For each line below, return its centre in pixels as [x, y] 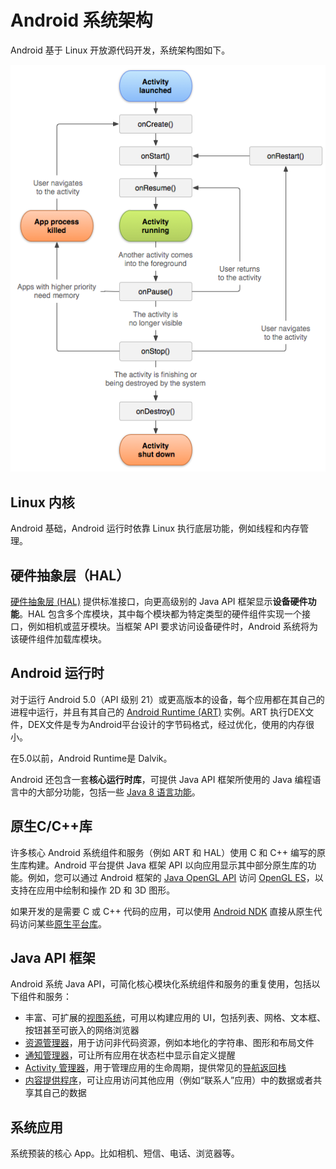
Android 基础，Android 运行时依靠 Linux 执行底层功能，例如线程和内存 [155, 528]
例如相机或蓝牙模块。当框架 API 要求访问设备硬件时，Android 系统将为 [173, 626]
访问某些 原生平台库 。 [62, 923]
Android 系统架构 [81, 20]
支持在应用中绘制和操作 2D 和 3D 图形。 [93, 890]
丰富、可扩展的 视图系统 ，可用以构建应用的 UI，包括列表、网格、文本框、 [175, 1018]
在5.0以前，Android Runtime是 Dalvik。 [91, 758]
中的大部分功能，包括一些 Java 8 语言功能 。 [109, 792]
